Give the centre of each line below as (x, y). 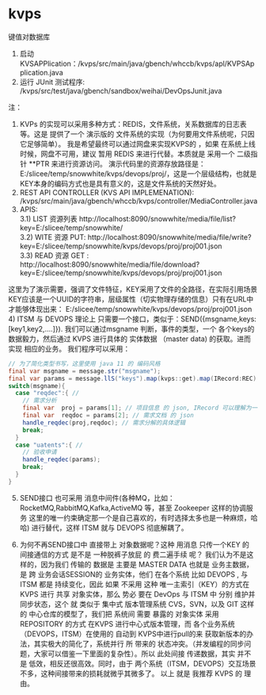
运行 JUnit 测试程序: (52, 82)
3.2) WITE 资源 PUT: (53, 237)
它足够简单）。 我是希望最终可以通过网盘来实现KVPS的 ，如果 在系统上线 (137, 144)
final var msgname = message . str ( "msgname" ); (84, 371)
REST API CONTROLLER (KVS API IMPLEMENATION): (107, 192)
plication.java (41, 72)
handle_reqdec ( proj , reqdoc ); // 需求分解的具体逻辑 (104, 422)
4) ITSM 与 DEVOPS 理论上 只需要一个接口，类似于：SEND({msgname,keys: (133, 319)
